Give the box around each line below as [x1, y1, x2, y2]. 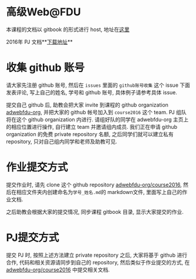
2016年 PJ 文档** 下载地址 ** [6, 38, 73, 45]
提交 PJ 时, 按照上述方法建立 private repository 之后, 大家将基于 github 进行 [6, 251, 188, 258]
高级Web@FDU [6, 5, 81, 19]
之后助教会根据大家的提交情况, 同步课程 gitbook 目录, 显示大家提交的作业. [6, 208, 184, 215]
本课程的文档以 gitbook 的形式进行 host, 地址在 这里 [6, 26, 130, 33]
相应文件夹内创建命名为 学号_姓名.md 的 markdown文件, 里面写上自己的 [16, 188, 183, 195]
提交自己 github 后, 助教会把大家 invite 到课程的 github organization [6, 101, 169, 108]
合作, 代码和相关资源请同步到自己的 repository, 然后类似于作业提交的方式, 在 [6, 258, 190, 266]
